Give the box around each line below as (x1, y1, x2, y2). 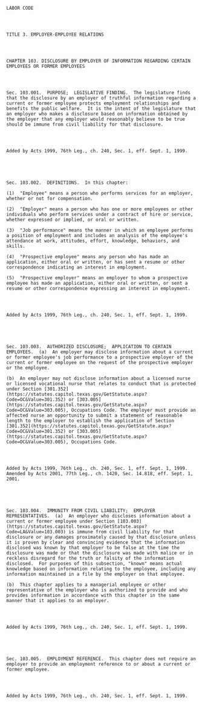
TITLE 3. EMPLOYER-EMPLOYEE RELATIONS (6, 31, 104, 37)
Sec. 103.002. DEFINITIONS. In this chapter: (6, 180, 129, 186)
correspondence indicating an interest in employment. (6, 264, 148, 270)
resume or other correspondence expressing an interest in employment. (6, 285, 191, 291)
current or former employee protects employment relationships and (6, 100, 180, 106)
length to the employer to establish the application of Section (6, 418, 174, 424)
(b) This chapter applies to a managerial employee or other (6, 582, 166, 588)
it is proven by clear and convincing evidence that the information (6, 539, 186, 545)
